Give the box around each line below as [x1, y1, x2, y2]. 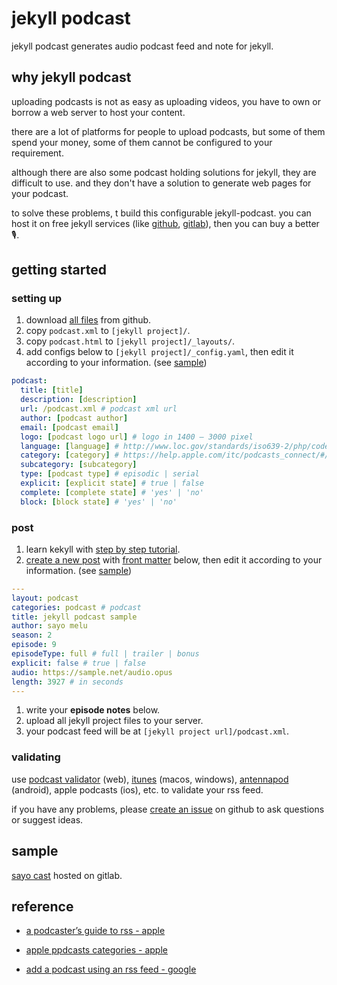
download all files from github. [25, 314, 152, 326]
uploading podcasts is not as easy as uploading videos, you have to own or [11, 95, 321, 107]
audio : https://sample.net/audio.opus [11, 667, 173, 677]
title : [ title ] [20, 385, 84, 396]
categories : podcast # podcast [11, 602, 142, 612]
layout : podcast [11, 593, 79, 603]
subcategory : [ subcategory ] [20, 460, 138, 470]
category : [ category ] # [20, 450, 119, 461]
